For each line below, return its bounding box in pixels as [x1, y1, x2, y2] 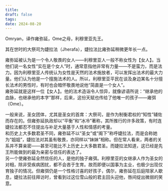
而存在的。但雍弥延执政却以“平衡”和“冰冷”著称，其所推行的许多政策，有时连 [5, 118, 162, 124]
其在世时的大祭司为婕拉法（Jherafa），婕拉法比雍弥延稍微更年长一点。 [5, 46, 150, 53]
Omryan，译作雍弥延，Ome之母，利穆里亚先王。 [5, 36, 106, 42]
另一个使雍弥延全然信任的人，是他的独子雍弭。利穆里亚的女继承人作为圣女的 [5, 155, 163, 161]
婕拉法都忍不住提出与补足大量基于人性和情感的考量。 [5, 124, 115, 130]
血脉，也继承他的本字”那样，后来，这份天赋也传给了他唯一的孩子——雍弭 [5, 95, 156, 101]
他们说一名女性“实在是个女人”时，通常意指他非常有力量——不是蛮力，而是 [5, 63, 158, 69]
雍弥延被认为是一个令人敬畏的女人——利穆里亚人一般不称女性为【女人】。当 [5, 57, 161, 63]
